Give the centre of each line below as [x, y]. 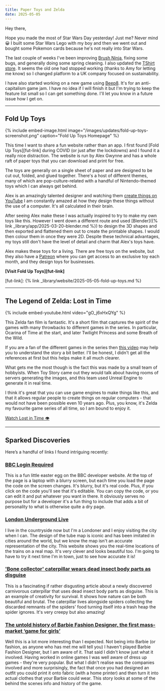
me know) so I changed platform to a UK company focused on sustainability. [82, 73]
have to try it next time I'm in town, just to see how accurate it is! [70, 556]
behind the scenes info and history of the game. [54, 684]
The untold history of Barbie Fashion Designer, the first [72, 625]
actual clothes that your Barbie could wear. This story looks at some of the [80, 678]
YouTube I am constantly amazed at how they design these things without [80, 201]
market [14, 631]
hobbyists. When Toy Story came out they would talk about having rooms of [82, 373]
